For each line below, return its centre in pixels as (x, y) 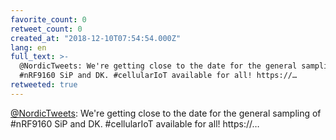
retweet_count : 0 (46, 29)
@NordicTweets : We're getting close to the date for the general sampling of (166, 113)
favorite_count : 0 (48, 19)
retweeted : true (44, 85)
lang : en (28, 47)
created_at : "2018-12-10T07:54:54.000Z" (96, 38)
